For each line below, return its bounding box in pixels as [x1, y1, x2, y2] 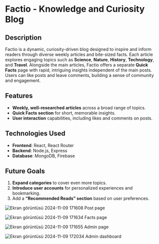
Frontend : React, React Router [12, 142, 74, 148]
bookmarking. [12, 190, 41, 196]
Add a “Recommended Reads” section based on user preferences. [12, 195, 150, 201]
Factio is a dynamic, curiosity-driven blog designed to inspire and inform [5, 47, 152, 52]
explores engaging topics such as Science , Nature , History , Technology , [5, 57, 154, 62]
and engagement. [5, 77, 41, 83]
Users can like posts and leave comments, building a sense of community [5, 73, 154, 78]
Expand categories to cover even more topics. [12, 180, 107, 186]
